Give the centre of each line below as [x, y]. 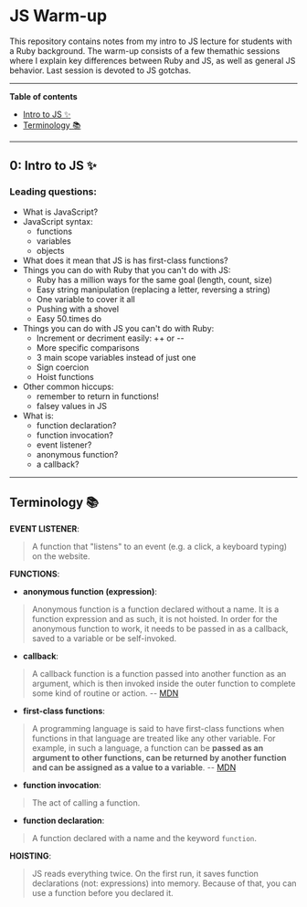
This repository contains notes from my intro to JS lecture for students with [151, 41]
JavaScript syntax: [58, 221]
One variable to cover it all [85, 299]
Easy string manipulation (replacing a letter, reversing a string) [153, 290]
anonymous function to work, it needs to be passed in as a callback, [160, 629]
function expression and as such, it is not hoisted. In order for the [155, 619]
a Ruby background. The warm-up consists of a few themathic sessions [145, 50]
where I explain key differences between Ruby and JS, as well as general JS [153, 60]
